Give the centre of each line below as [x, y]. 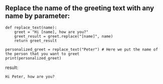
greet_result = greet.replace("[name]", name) [64, 36]
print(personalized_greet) [33, 58]
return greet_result [36, 40]
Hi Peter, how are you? [30, 76]
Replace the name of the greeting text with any [80, 8]
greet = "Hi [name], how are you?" [51, 32]
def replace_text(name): [31, 27]
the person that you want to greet [42, 54]
